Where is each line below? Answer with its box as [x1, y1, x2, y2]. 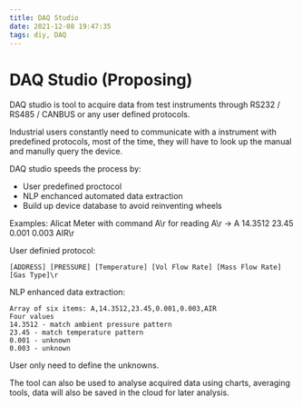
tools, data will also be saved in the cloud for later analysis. [9, 387, 229, 398]
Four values [9, 313, 54, 322]
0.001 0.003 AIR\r [9, 228, 75, 239]
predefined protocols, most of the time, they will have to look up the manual [9, 136, 292, 147]
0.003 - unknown [9, 344, 71, 353]
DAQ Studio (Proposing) [9, 69, 193, 90]
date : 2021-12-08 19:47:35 [9, 22, 112, 31]
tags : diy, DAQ [9, 30, 67, 39]
